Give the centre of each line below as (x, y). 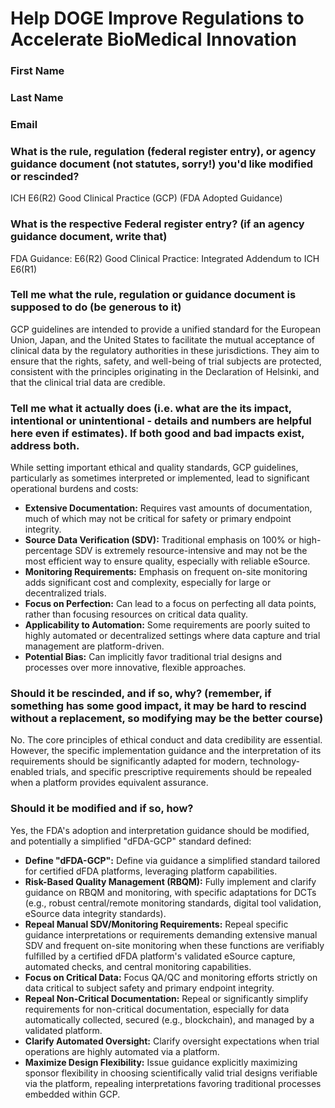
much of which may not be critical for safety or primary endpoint (158, 519)
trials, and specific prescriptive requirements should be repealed (178, 772)
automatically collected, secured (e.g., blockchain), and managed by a (169, 1019)
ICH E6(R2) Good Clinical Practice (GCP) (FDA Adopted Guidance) (146, 198)
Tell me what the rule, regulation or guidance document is (153, 295)
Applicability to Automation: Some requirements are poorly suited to (167, 625)
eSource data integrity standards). (95, 913)
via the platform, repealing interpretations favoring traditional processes (173, 1083)
